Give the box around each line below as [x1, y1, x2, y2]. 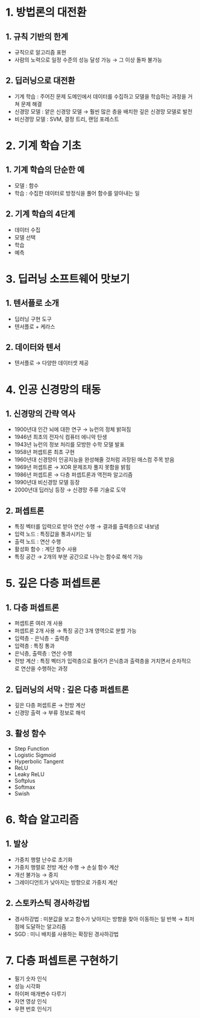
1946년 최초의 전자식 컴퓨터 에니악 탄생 [14, 433, 107, 441]
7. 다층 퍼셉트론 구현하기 [5, 953, 119, 967]
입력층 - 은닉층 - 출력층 [14, 635, 70, 642]
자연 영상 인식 [14, 997, 47, 1005]
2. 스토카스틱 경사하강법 [5, 898, 90, 909]
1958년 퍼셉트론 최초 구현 [14, 449, 75, 456]
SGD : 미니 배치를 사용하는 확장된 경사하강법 [14, 930, 119, 938]
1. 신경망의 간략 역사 [5, 409, 76, 419]
